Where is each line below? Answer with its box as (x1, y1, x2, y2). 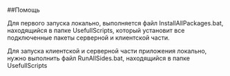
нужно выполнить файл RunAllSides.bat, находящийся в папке (7, 54, 190, 62)
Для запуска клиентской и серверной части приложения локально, (7, 47, 207, 55)
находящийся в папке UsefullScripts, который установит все (7, 27, 185, 34)
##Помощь (7, 6, 40, 14)
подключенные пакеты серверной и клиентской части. (7, 34, 171, 42)
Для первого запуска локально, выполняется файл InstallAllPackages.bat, (7, 19, 224, 27)
